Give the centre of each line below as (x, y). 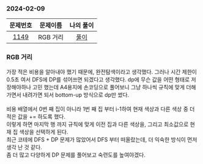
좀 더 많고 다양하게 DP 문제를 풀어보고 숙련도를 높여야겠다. (76, 155)
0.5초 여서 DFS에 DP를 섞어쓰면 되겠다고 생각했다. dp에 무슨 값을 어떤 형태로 (98, 79)
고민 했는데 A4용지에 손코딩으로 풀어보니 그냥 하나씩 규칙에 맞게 (109, 87)
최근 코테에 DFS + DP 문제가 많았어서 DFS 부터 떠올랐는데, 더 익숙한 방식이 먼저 (102, 140)
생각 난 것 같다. (24, 147)
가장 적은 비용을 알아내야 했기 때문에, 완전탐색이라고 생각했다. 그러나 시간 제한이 (102, 72)
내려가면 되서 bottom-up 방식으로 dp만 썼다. (76, 95)
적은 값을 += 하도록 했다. (36, 116)
